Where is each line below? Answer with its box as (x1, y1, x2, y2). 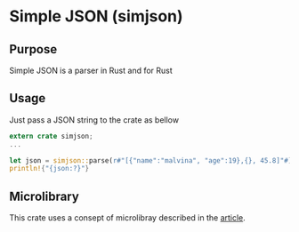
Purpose (9, 42, 58, 57)
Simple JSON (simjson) (9, 6, 184, 27)
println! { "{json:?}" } (9, 164, 90, 173)
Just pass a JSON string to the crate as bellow (9, 114, 180, 125)
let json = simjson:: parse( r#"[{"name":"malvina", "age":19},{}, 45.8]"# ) (9, 156, 293, 165)
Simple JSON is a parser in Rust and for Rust (9, 65, 174, 76)
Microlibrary (9, 188, 80, 204)
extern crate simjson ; (9, 132, 93, 140)
